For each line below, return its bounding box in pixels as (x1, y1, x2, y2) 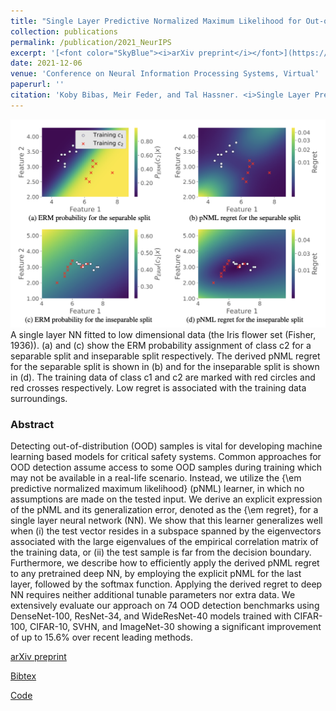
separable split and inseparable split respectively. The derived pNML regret (10, 350, 321, 362)
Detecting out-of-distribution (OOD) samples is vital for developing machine (10, 440, 323, 452)
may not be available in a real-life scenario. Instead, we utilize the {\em (10, 472, 302, 484)
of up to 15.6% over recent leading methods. (10, 631, 193, 644)
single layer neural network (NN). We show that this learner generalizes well (10, 515, 323, 527)
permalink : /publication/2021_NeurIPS (10, 37, 172, 47)
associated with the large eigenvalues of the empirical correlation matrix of (10, 536, 319, 548)
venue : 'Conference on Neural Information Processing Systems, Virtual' (10, 69, 320, 79)
